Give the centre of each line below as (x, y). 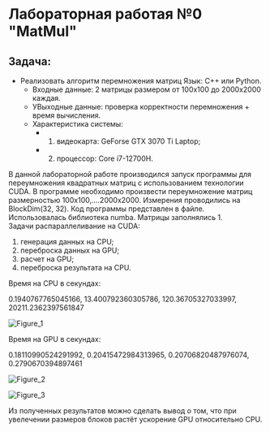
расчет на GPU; (47, 259)
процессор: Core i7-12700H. (105, 158)
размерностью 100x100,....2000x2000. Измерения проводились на (124, 200)
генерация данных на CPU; (67, 242)
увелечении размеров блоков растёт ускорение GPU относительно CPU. (135, 419)
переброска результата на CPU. (75, 268)
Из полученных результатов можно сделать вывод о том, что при (122, 410)
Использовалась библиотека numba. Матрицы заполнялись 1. (116, 217)
